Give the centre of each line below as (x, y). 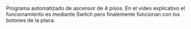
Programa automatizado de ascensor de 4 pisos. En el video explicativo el (95, 8)
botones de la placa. (31, 20)
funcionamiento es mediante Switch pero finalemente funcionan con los (93, 14)
